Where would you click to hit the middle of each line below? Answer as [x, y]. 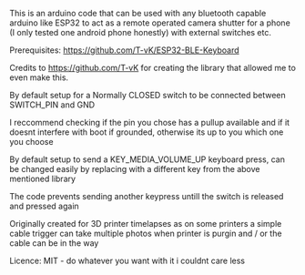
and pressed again [44, 206]
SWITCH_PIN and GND [52, 105]
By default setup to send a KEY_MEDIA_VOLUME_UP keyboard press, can [147, 159]
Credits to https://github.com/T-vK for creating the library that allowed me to [152, 68]
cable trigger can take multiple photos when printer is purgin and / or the [146, 233]
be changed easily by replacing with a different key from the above [135, 169]
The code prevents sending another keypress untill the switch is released [147, 196]
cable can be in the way [54, 243]
